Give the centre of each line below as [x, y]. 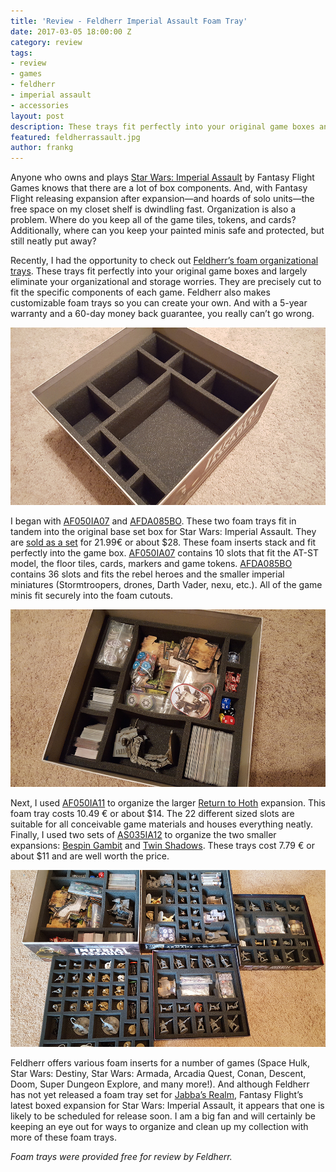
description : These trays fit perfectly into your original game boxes [162, 126]
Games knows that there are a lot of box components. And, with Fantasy [159, 188]
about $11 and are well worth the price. [90, 856]
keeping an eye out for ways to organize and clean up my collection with [159, 1127]
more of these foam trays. [63, 1137]
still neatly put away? [53, 241]
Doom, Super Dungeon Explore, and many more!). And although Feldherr [160, 1084]
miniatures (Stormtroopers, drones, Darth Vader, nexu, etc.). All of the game [166, 584]
